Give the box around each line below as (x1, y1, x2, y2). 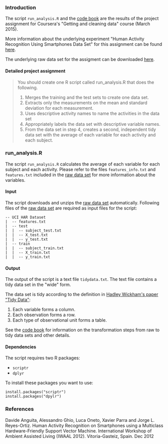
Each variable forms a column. (12, 307, 76, 313)
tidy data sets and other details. (5, 332, 71, 338)
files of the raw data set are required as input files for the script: (5, 205, 137, 211)
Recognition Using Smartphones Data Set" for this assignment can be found (5, 41, 162, 47)
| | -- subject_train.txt (5, 246, 64, 251)
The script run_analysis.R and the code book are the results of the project (5, 16, 159, 22)
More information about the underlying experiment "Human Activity (5, 36, 144, 42)
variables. (5, 177, 26, 183)
